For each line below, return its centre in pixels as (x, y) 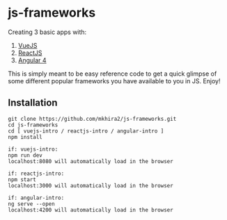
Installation (33, 103)
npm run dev (25, 155)
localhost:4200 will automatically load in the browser (91, 210)
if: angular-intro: (36, 198)
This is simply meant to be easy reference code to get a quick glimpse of (112, 74)
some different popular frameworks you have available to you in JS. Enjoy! (115, 81)
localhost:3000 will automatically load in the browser (91, 185)
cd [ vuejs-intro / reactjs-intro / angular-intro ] (86, 131)
